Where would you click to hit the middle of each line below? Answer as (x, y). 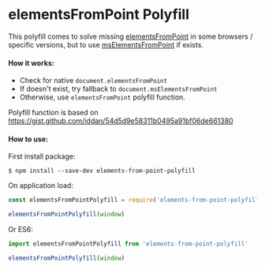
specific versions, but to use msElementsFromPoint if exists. (106, 44)
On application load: (41, 186)
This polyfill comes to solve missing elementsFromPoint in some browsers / (131, 36)
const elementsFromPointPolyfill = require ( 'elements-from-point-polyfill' (135, 200)
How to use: (28, 139)
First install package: (42, 156)
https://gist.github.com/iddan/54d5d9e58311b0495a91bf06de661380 (121, 121)
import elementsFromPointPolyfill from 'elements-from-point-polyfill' (128, 244)
